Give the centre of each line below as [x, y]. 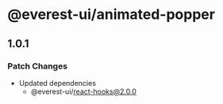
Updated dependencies [58, 83]
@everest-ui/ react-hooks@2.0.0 [83, 91]
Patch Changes [38, 66]
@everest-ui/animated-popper [111, 15]
